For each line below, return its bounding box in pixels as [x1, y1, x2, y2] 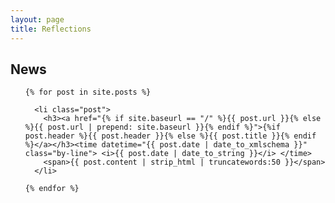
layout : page [10, 14, 65, 25]
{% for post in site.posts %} [24, 87, 152, 98]
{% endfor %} [24, 184, 80, 194]
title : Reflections [10, 24, 92, 34]
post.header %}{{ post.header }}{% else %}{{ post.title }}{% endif [24, 131, 317, 141]
